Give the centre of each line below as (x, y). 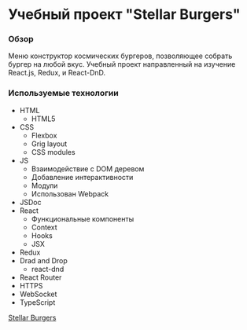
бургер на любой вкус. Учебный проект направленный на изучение (122, 64)
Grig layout (49, 144)
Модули (44, 185)
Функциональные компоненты (83, 218)
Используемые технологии (64, 93)
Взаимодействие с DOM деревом (88, 169)
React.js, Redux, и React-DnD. (57, 73)
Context (44, 227)
